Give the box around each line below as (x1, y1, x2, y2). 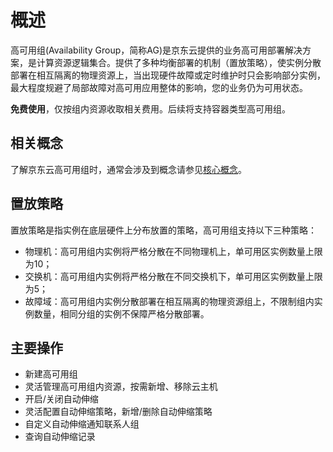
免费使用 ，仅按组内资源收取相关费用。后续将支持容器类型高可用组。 (10, 102, 291, 115)
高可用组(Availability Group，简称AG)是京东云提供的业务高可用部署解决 (10, 44, 303, 56)
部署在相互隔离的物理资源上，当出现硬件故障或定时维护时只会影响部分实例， (10, 69, 326, 81)
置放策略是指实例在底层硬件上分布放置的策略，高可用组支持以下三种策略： (10, 224, 317, 236)
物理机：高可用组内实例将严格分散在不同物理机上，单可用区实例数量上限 (24, 245, 323, 257)
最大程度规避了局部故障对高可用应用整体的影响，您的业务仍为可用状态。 (10, 81, 308, 93)
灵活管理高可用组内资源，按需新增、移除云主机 (24, 381, 218, 393)
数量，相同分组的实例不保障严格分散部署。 (33, 307, 210, 320)
